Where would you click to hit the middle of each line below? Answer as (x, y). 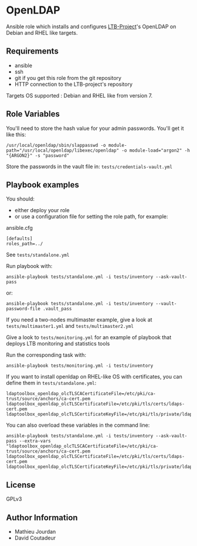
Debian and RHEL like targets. (42, 32)
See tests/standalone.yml (38, 255)
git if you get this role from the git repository (68, 78)
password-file (23, 309)
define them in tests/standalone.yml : (51, 383)
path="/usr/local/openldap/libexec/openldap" (62, 150)
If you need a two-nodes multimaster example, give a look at (79, 320)
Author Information (42, 517)
